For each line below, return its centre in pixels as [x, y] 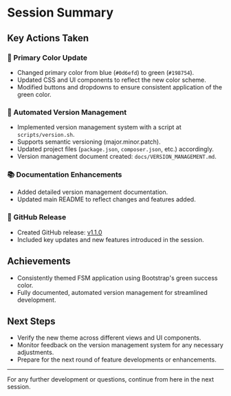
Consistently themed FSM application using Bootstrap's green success [117, 278]
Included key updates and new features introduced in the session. [110, 239]
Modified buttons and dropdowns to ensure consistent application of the [120, 87]
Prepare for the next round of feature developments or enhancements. [117, 360]
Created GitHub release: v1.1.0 [59, 232]
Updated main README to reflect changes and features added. [106, 199]
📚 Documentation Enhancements [65, 175]
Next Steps [31, 321]
